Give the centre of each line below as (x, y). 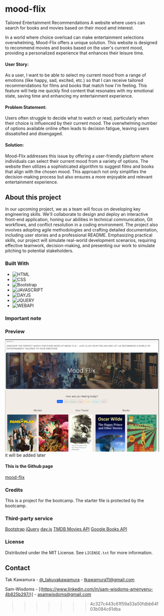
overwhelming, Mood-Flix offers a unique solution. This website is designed (81, 42)
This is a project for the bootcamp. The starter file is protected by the (74, 501)
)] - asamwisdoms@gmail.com (61, 594)
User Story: (17, 64)
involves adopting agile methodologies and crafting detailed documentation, (82, 230)
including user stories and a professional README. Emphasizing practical (79, 235)
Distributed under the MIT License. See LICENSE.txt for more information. (79, 552)
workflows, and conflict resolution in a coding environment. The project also (82, 225)
